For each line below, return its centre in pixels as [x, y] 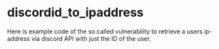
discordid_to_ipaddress [75, 13]
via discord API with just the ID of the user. [91, 38]
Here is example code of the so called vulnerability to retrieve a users [105, 31]
